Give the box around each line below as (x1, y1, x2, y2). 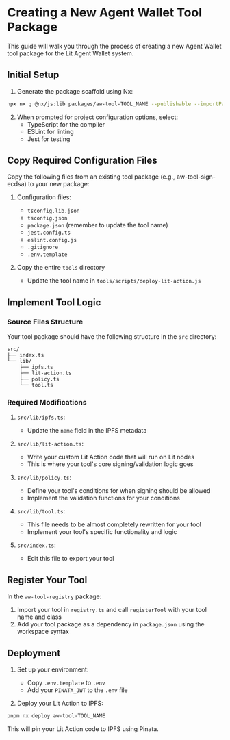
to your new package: (28, 180, 90, 188)
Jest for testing (27, 135, 71, 143)
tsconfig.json (27, 215, 68, 222)
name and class (16, 613, 62, 621)
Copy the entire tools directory (16, 264, 105, 272)
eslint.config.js (27, 237, 77, 244)
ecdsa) (7, 180, 27, 188)
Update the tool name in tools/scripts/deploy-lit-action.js (27, 277, 201, 285)
